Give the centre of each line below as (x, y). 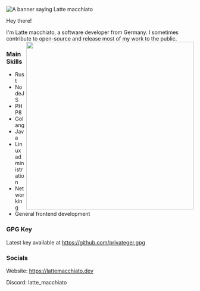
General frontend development (52, 214)
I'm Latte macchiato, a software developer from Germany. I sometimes (93, 32)
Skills (14, 61)
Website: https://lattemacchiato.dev (50, 271)
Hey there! (19, 21)
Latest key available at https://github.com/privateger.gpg (76, 242)
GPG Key (19, 230)
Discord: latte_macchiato (37, 282)
